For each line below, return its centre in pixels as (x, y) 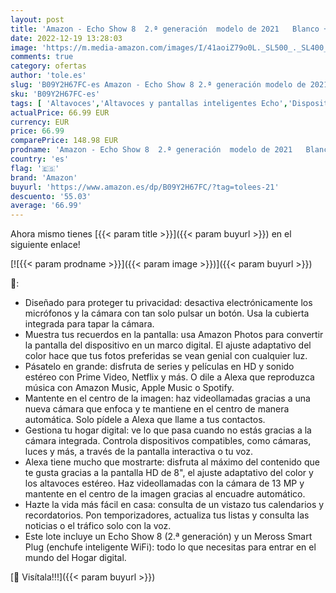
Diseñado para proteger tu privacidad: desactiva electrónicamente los (168, 303)
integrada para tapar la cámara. (89, 324)
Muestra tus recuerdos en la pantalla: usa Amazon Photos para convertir (174, 335)
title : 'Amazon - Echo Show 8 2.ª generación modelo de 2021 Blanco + (169, 29)
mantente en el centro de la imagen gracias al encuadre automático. (165, 494)
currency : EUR (40, 122)
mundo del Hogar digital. (75, 558)
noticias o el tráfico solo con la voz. (98, 526)
